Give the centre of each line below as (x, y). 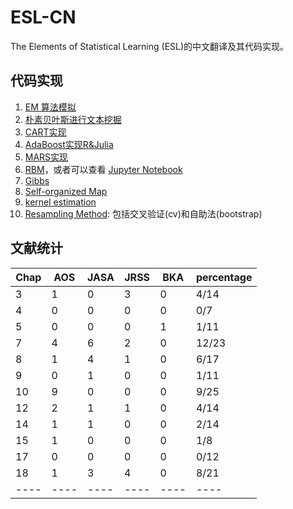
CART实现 (45, 132)
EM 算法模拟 (50, 107)
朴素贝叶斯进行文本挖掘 (73, 119)
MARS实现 (46, 157)
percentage (224, 277)
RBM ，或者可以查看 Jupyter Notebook (103, 169)
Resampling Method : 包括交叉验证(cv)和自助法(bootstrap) (143, 213)
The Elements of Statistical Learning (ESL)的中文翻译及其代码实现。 (150, 46)
